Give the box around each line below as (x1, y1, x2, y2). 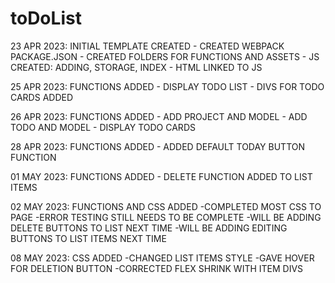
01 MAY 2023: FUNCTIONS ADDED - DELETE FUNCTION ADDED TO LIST (10, 170, 313, 182)
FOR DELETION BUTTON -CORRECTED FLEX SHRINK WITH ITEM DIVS (10, 262, 304, 274)
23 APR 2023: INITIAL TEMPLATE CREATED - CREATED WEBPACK (10, 40, 285, 52)
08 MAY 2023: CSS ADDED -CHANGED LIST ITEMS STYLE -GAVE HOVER (10, 252, 315, 264)
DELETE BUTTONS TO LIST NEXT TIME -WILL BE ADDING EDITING (10, 222, 288, 234)
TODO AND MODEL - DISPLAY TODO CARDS (10, 121, 196, 133)
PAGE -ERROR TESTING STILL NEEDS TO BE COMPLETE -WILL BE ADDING (10, 211, 322, 223)
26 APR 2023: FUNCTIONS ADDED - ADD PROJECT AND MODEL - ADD (10, 110, 308, 122)
